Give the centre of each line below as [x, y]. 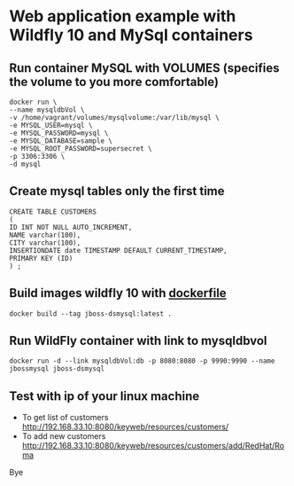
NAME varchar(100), [45, 235]
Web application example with [123, 16]
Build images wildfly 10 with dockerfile [118, 293]
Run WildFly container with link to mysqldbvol [138, 341]
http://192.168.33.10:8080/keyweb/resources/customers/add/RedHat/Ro [153, 446]
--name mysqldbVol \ [47, 110]
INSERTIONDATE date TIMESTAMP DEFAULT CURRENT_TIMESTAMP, [118, 250]
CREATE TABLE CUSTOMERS [53, 212]
